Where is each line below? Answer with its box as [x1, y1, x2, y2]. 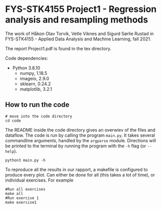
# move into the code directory [5, 114, 72, 119]
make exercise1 [5, 200, 37, 205]
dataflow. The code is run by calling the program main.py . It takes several [5, 132, 156, 138]
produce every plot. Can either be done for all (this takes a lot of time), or [5, 172, 156, 178]
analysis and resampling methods [5, 14, 149, 25]
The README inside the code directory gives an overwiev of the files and [5, 127, 156, 133]
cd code [5, 118, 21, 123]
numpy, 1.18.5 [19, 70, 47, 76]
